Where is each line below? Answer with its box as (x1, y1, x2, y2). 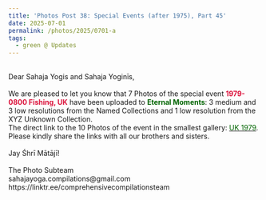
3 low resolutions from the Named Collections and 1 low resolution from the (8, 106, 256, 116)
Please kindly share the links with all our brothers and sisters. (8, 131, 210, 141)
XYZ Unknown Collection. (8, 114, 93, 124)
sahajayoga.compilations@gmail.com (8, 174, 131, 184)
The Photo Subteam (8, 166, 74, 175)
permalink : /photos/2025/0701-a (8, 26, 116, 34)
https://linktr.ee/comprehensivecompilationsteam (8, 182, 170, 192)
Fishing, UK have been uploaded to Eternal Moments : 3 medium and (28, 98, 256, 107)
